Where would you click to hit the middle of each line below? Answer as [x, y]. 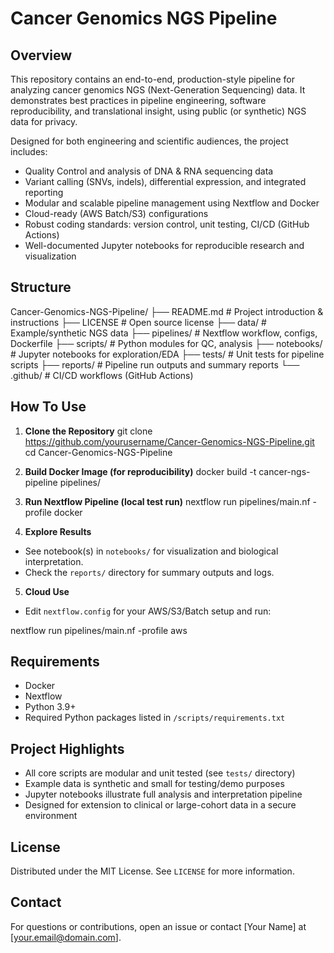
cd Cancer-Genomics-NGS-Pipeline [98, 452]
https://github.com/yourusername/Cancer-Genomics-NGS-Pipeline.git [169, 441]
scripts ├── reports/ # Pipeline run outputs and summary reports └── [155, 364]
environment [51, 816]
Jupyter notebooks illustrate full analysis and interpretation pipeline [163, 794]
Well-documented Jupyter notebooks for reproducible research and [164, 245]
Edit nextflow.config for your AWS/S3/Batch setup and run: [148, 611]
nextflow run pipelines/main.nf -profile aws [99, 630]
